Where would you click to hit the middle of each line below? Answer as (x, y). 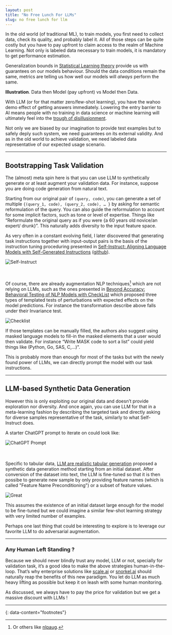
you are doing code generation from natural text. (57, 189)
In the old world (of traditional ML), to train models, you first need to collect (84, 34)
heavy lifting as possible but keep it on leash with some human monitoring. (84, 582)
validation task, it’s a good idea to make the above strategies (69, 566)
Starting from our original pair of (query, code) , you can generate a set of (83, 199)
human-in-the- (149, 566)
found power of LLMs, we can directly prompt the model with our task (79, 362)
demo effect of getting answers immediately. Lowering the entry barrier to (83, 108)
